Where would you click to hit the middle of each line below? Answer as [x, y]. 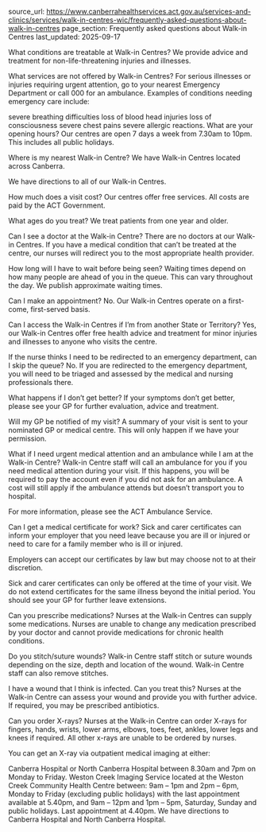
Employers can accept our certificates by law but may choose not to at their [132, 559]
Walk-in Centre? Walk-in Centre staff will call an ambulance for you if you [128, 462]
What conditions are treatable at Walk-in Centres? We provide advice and [128, 52]
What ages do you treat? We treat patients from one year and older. [118, 221]
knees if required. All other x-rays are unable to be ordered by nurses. [122, 738]
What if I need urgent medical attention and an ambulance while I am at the [131, 454]
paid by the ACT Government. [57, 205]
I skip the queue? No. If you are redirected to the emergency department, [128, 365]
